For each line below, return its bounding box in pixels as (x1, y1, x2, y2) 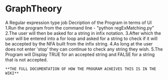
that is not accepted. (5, 56, 48, 62)
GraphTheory (5, 3, 62, 14)
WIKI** (5, 70, 19, 75)
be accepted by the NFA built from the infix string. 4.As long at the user (5, 40, 153, 46)
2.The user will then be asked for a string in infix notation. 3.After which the (5, 30, 161, 36)
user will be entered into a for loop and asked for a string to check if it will (5, 35, 157, 41)
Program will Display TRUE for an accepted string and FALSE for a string (5, 51, 155, 57)
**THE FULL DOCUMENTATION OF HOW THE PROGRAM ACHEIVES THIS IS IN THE (5, 66, 156, 71)
